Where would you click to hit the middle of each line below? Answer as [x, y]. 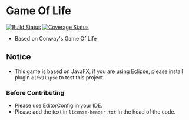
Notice [19, 57]
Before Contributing [35, 92]
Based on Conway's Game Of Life [56, 38]
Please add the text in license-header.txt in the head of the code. [95, 112]
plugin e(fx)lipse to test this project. [59, 77]
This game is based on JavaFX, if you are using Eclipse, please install [99, 71]
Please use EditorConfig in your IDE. [59, 106]
